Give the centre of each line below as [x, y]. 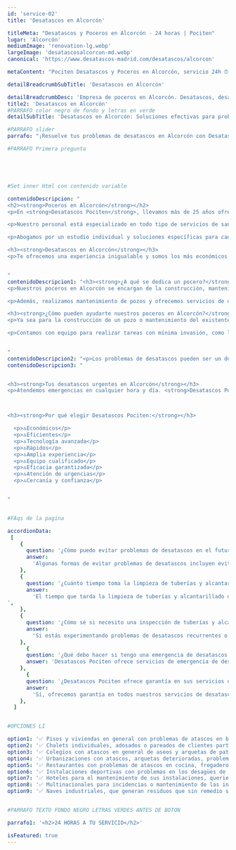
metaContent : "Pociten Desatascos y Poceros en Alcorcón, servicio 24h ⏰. [119, 72]
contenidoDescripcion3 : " [45, 365]
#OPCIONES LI [26, 726]
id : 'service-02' [33, 14]
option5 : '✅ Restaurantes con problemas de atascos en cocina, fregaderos [120, 765]
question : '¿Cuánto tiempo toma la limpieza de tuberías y [114, 583]
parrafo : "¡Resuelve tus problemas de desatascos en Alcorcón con [106, 136]
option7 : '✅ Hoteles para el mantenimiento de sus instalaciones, [107, 778]
